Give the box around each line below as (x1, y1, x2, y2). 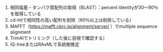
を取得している (10, 11, 41, 17)
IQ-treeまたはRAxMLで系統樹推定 (10, 41, 79, 47)
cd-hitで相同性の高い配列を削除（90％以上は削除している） (10, 17, 134, 23)
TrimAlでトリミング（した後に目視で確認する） (10, 35, 108, 41)
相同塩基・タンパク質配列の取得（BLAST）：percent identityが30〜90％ (10, 5, 158, 10)
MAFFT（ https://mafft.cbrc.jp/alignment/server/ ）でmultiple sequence (10, 23, 157, 29)
